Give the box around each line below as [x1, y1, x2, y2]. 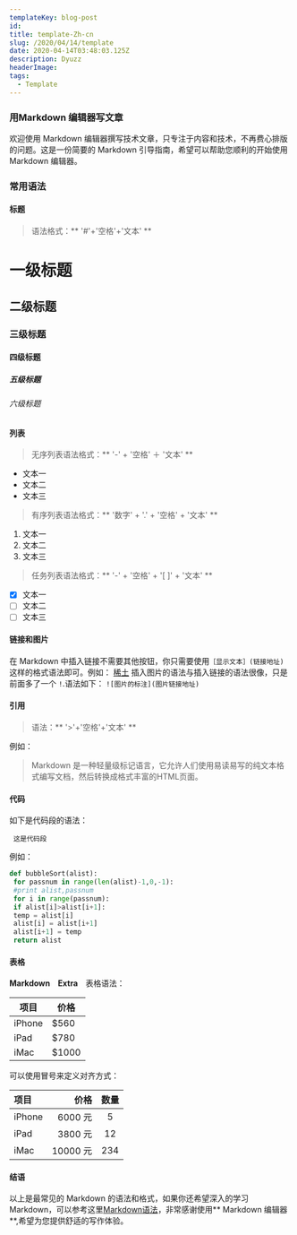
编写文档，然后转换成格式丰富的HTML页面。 [38, 771, 203, 782]
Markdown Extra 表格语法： [9, 978, 125, 989]
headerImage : [9, 64, 58, 73]
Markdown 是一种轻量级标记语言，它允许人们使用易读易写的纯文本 [30, 759, 277, 771]
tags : [9, 72, 30, 81]
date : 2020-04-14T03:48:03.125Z [9, 47, 130, 56]
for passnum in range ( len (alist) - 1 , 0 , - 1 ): [13, 877, 174, 886]
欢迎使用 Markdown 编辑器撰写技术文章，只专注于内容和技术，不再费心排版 [9, 133, 288, 143]
